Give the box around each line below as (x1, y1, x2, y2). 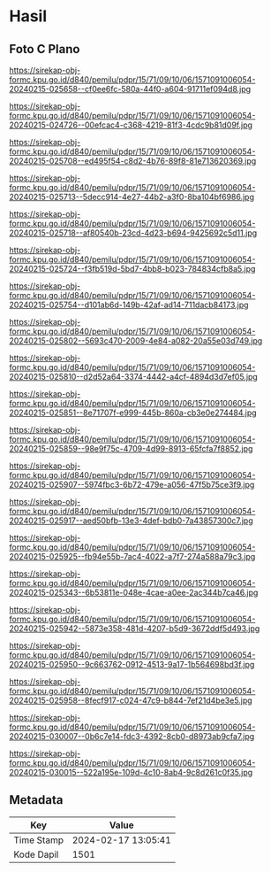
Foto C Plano (9, 42, 80, 57)
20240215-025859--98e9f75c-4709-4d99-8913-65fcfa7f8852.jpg (9, 444, 253, 453)
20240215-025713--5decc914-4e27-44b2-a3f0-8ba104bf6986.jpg (9, 192, 254, 202)
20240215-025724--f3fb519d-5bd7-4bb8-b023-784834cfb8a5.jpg (9, 264, 256, 274)
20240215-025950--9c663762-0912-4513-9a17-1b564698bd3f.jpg (9, 660, 255, 669)
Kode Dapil (13, 848, 59, 860)
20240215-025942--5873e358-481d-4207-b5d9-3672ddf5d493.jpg (9, 623, 260, 634)
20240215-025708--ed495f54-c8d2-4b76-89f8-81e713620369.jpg (9, 156, 257, 166)
